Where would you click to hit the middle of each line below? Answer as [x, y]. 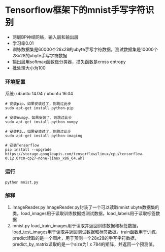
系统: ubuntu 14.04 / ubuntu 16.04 [39, 94]
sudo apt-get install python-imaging [44, 136]
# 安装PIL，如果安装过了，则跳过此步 [38, 132]
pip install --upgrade [28, 150]
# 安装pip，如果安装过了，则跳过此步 [38, 104]
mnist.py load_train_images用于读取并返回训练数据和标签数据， [77, 225]
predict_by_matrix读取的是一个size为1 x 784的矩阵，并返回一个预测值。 [85, 244]
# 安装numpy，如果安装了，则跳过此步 [39, 118]
